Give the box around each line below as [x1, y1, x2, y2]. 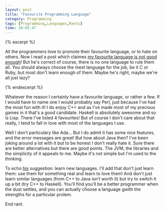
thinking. [5, 156, 23, 162]
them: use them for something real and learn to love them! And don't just [5, 171, 153, 176]
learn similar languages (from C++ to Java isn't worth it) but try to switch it [5, 176, 157, 182]
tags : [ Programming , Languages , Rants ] [5, 21, 83, 26]
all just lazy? [5, 75, 31, 81]
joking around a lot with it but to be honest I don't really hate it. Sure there [5, 140, 155, 146]
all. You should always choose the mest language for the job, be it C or [5, 65, 149, 70]
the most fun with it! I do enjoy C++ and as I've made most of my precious [5, 105, 156, 110]
